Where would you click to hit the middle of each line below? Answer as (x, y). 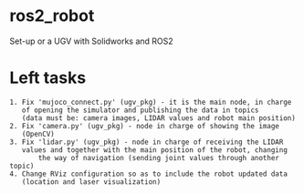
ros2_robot (52, 16)
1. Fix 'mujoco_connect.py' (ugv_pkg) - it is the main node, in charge (151, 102)
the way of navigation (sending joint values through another (159, 158)
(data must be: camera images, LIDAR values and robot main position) (159, 118)
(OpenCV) (38, 134)
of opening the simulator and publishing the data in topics (140, 110)
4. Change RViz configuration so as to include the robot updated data (148, 174)
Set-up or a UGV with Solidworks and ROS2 (91, 41)
